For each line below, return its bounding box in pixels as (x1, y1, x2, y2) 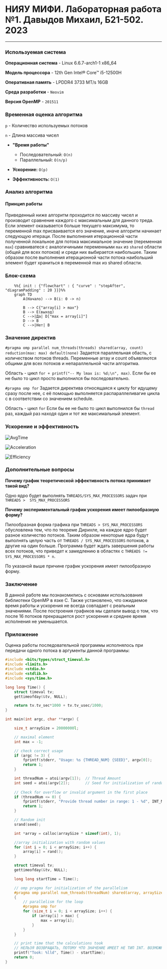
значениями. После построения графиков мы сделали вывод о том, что (5, 608, 158, 614)
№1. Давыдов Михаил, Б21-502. (5, 14, 144, 25)
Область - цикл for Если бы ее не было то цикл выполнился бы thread (5, 405, 155, 411)
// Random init (14, 817, 46, 822)
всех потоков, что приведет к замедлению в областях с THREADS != (5, 548, 148, 554)
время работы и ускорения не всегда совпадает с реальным (5, 602, 135, 609)
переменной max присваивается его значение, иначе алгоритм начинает (5, 228, 162, 234)
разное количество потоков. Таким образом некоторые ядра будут (5, 532, 149, 538)
